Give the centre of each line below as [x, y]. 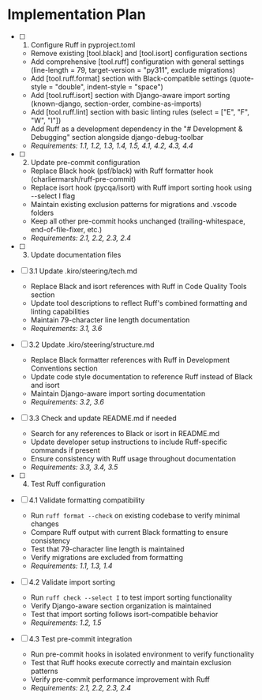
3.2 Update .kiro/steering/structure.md [92, 344]
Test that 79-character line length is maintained [107, 549]
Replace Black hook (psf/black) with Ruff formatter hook [122, 171]
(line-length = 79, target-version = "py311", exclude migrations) [133, 70]
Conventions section [64, 368]
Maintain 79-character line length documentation [110, 320]
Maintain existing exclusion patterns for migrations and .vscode [134, 204]
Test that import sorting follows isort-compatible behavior [124, 614]
